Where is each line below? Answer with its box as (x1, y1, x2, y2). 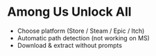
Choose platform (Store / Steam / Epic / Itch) (17, 27, 145, 35)
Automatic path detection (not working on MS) (17, 33, 150, 42)
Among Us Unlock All (7, 4, 132, 20)
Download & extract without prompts (17, 41, 123, 49)
